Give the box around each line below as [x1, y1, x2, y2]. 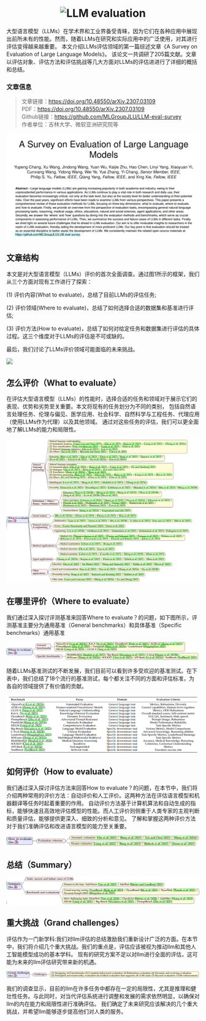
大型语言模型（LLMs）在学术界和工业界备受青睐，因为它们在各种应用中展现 [6, 27, 197, 34]
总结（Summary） [6, 860, 77, 871]
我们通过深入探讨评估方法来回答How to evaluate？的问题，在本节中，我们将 [6, 784, 198, 791]
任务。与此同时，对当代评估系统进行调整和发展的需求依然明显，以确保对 [17, 993, 200, 1000]
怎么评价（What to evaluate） [6, 378, 121, 389]
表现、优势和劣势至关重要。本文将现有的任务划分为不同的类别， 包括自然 [6, 403, 191, 410]
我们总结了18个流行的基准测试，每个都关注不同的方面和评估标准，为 [22, 675, 195, 682]
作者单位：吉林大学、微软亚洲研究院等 [21, 121, 118, 128]
